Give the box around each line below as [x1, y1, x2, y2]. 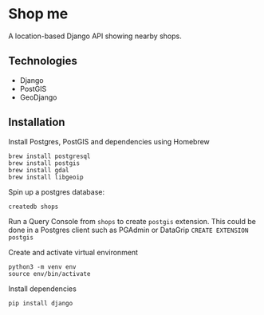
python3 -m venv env [8, 262, 77, 271]
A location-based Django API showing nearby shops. [8, 31, 182, 41]
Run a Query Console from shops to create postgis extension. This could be [8, 216, 257, 226]
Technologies [8, 54, 78, 68]
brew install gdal [8, 166, 69, 174]
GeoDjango [19, 93, 57, 102]
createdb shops [8, 203, 59, 211]
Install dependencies [8, 284, 77, 293]
